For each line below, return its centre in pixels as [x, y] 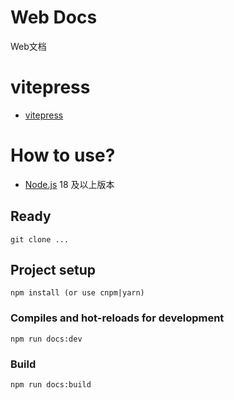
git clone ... [40, 239]
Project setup [53, 270]
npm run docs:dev [46, 339]
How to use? [63, 155]
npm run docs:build [51, 385]
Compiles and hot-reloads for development [117, 318]
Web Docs [54, 17]
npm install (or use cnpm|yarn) [77, 293]
